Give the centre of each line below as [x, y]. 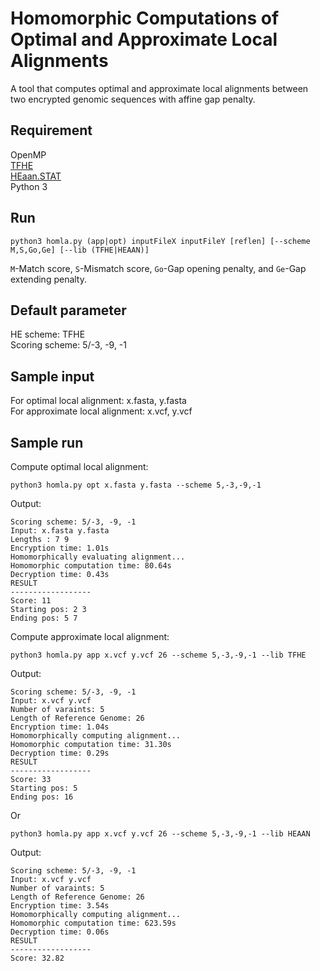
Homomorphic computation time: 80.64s [91, 566]
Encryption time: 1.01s [60, 548]
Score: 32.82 [37, 958]
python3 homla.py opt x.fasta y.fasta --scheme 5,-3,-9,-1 [136, 485]
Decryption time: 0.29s [60, 753]
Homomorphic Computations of [145, 18]
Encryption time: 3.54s [60, 906]
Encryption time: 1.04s [60, 727]
